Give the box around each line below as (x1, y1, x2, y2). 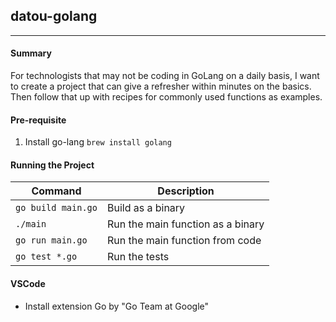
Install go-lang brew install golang (24, 136, 172, 148)
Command (31, 184, 82, 198)
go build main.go (15, 202, 98, 214)
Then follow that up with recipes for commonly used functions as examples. (10, 91, 323, 103)
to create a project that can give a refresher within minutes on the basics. (10, 80, 312, 93)
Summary (10, 47, 52, 59)
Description (157, 184, 215, 198)
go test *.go (15, 251, 78, 263)
